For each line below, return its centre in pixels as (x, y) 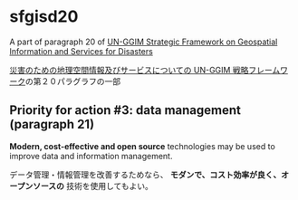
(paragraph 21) (52, 124)
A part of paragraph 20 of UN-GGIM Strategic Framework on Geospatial (144, 42)
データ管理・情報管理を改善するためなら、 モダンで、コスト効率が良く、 (145, 175)
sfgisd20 (44, 17)
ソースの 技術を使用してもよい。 (93, 186)
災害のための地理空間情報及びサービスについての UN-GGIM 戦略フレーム (145, 70)
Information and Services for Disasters (82, 51)
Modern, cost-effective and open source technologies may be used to (143, 146)
